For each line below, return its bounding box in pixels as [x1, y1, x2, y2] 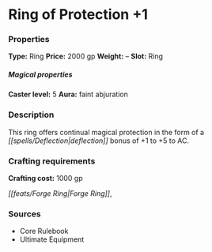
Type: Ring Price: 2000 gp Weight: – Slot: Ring [8, 51, 164, 61]
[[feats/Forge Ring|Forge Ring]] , [8, 189, 112, 198]
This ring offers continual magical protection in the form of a [8, 127, 204, 137]
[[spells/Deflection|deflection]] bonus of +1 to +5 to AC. [8, 136, 190, 145]
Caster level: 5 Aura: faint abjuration [8, 89, 128, 100]
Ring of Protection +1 [8, 6, 148, 24]
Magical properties [8, 70, 73, 80]
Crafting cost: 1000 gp [8, 174, 83, 183]
